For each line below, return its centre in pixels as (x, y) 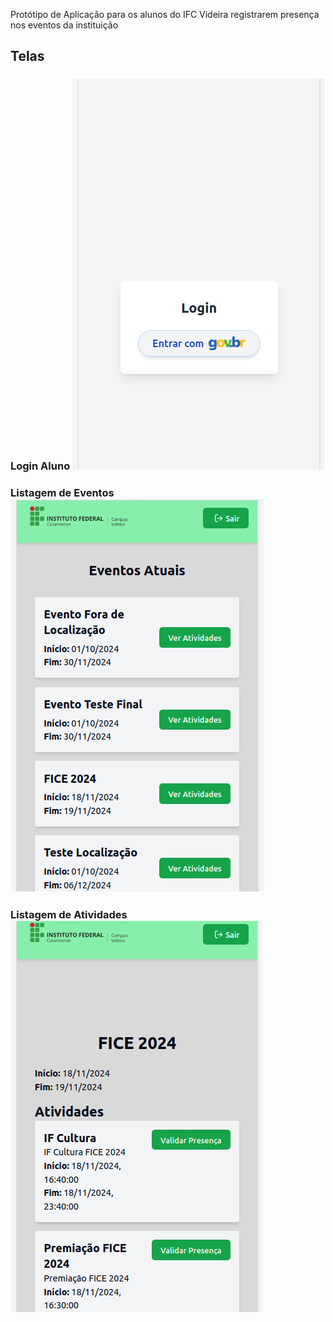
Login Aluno (40, 466)
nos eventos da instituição (64, 25)
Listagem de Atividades (69, 915)
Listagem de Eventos (62, 493)
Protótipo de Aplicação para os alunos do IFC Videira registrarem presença (165, 14)
